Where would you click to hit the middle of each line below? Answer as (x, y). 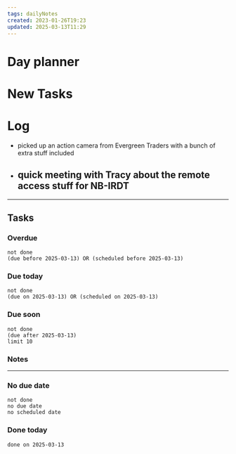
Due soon (24, 315)
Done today (27, 430)
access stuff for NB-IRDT (73, 186)
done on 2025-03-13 (36, 445)
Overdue (22, 238)
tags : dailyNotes (33, 14)
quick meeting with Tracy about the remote (114, 175)
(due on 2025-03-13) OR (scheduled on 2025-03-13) (83, 297)
